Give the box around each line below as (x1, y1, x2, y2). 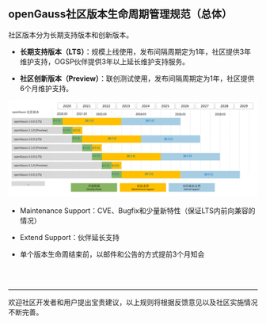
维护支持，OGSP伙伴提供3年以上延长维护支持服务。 (19, 56, 190, 66)
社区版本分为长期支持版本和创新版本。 (8, 30, 133, 40)
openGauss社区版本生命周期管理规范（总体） (8, 7, 233, 21)
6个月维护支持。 (19, 83, 74, 93)
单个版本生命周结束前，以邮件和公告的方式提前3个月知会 (19, 249, 205, 259)
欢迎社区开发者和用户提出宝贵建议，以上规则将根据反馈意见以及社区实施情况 (8, 297, 258, 307)
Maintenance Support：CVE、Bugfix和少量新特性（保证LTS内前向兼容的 (19, 205, 256, 215)
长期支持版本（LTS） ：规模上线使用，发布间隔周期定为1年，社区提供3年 (19, 47, 252, 56)
